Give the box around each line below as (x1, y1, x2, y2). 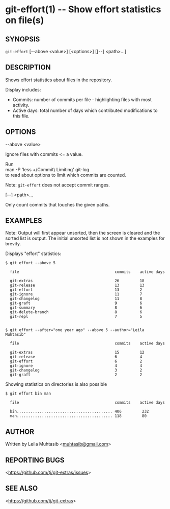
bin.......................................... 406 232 (10, 409, 149, 414)
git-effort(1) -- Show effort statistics (5, 4, 161, 15)
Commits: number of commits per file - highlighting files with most (12, 96, 152, 103)
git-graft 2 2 (10, 372, 143, 378)
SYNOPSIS (5, 35, 40, 43)
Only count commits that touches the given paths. (5, 201, 110, 207)
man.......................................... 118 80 (10, 413, 147, 419)
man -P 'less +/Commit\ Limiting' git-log (5, 166, 90, 172)
